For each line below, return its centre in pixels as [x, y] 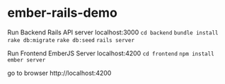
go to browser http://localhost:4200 [59, 73]
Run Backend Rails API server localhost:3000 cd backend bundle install [113, 32]
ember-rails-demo [63, 13]
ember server [27, 60]
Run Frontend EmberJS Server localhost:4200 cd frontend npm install [111, 53]
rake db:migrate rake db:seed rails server [71, 40]
